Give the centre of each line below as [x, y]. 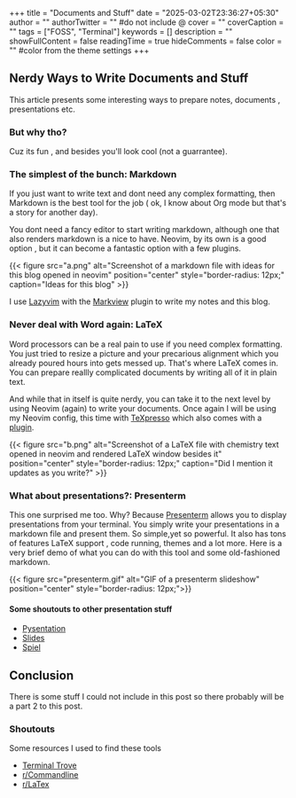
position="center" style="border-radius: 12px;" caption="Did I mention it [141, 463]
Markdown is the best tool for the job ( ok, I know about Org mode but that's [148, 203]
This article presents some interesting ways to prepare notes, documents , [145, 99]
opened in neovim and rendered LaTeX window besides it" [116, 454]
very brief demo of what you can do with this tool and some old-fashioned [145, 552]
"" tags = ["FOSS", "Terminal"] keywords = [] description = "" [121, 31]
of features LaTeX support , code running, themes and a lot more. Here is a [146, 543]
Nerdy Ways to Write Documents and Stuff [129, 78]
